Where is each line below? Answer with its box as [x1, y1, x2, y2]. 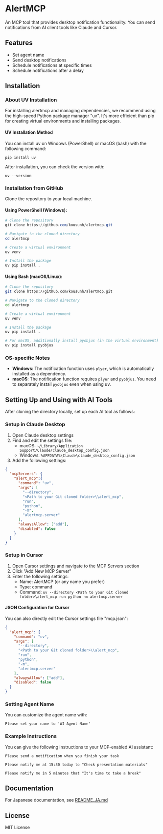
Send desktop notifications [12, 57, 67, 63]
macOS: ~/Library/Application [19, 442, 83, 448]
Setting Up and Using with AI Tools [5, 396, 113, 404]
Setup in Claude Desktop [5, 421, 65, 428]
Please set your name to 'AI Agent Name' [5, 721, 91, 726]
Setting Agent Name [5, 701, 54, 708]
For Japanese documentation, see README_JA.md [5, 797, 108, 803]
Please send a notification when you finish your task [5, 753, 119, 758]
